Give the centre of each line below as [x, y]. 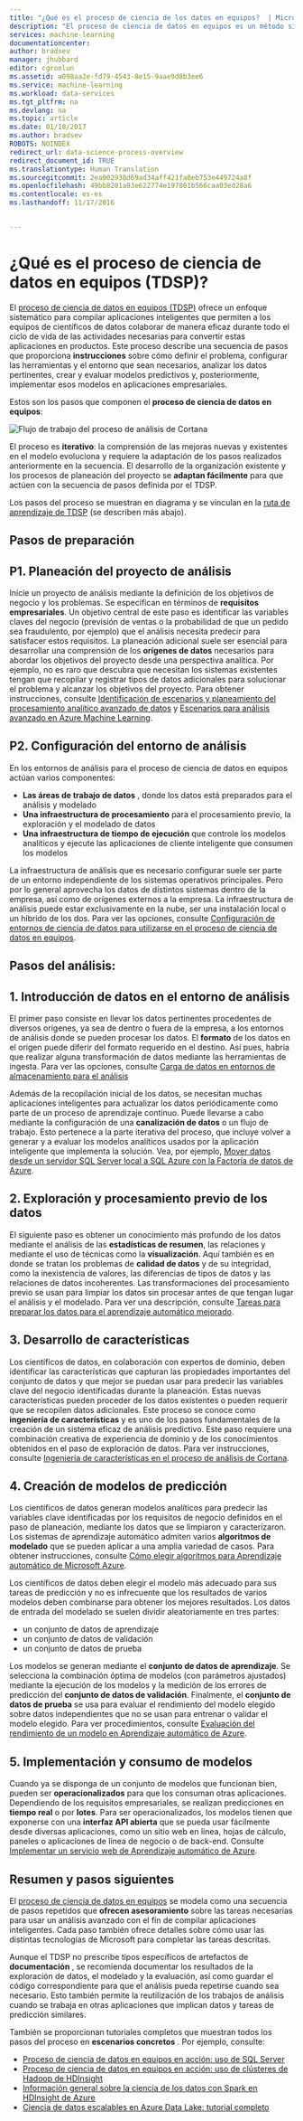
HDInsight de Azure [59, 2097]
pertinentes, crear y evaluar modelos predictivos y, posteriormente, [134, 374]
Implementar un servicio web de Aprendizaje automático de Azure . [133, 1851]
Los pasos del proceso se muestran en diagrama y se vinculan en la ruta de [150, 502]
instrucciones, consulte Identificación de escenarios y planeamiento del [143, 699]
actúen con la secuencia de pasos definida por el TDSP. [114, 485]
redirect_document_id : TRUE [62, 160]
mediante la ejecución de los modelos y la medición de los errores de [138, 1685]
